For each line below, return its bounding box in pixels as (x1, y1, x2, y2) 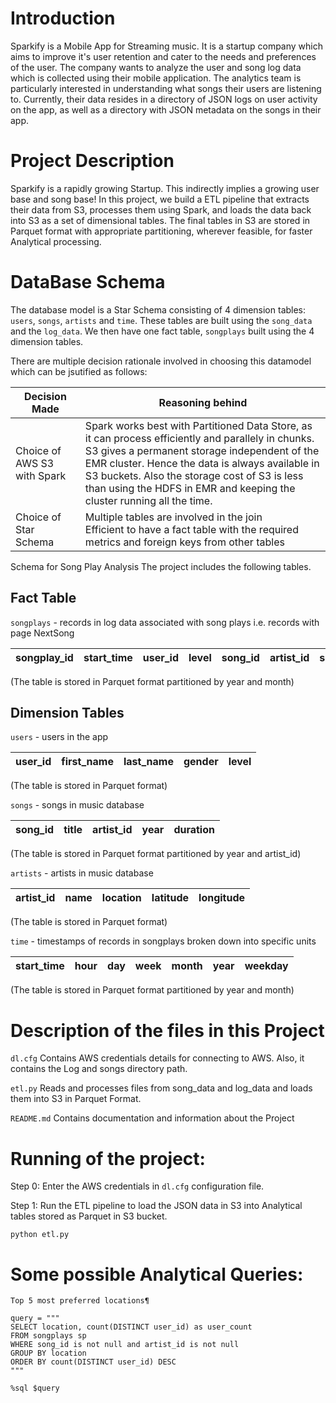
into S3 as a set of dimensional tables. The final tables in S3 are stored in (10, 214, 311, 226)
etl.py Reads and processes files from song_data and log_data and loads (10, 1082, 313, 1094)
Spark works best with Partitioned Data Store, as (84, 418, 313, 432)
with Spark (15, 468, 67, 482)
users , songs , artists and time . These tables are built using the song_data (10, 314, 313, 326)
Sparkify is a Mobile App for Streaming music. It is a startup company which (10, 40, 323, 52)
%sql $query (10, 1383, 60, 1394)
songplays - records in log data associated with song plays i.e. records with (10, 616, 320, 628)
